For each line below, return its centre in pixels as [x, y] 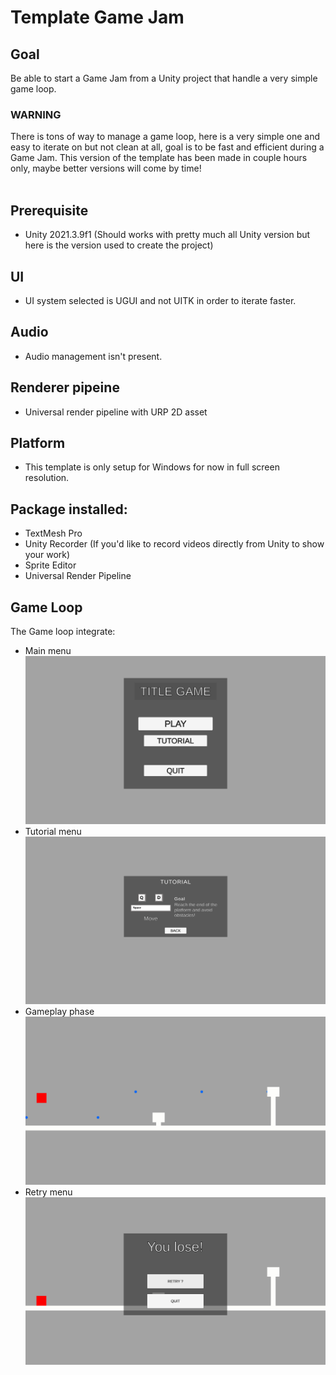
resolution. [47, 478]
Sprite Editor [50, 565]
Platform [38, 442]
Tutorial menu [53, 831]
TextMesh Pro [53, 533]
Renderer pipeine [65, 387]
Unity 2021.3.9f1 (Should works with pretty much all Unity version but [167, 235]
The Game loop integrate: [63, 631]
